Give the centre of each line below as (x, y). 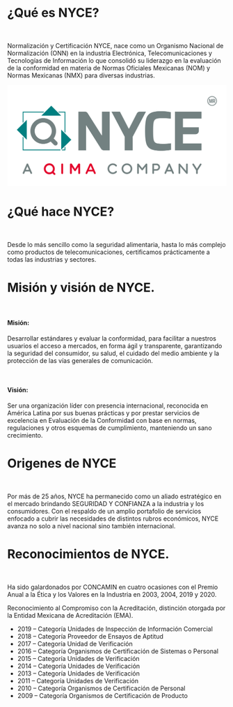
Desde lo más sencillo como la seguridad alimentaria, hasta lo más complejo (116, 244)
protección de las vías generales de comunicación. (80, 360)
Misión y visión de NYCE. (81, 287)
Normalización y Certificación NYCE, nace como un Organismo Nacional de (115, 45)
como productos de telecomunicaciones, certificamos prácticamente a (109, 252)
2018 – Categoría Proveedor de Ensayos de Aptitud (90, 636)
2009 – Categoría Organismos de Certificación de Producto (102, 695)
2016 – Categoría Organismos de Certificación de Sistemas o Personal (118, 651)
